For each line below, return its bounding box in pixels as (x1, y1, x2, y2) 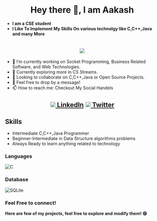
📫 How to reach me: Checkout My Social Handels (12, 85, 113, 91)
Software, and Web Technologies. (12, 63, 81, 70)
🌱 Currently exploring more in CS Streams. (12, 69, 98, 75)
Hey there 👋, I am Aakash (30, 4, 135, 16)
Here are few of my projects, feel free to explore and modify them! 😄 (5, 210, 148, 216)
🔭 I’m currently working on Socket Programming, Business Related (12, 59, 146, 64)
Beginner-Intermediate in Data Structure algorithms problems (12, 136, 136, 141)
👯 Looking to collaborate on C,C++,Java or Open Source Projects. (12, 74, 145, 80)
